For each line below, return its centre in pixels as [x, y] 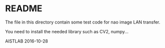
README [24, 9]
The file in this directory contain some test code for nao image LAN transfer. [83, 22]
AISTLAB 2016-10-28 [27, 41]
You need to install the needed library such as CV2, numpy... [67, 31]
